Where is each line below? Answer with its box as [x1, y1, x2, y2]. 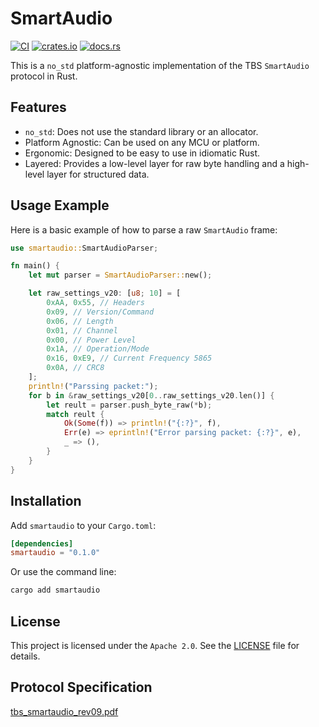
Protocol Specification [10, 679, 153, 696]
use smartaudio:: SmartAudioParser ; [10, 243, 159, 253]
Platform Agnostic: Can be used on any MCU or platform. [24, 136, 260, 148]
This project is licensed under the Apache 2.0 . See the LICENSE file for [10, 639, 300, 651]
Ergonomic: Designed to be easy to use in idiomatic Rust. [24, 147, 261, 159]
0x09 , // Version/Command [46, 307, 155, 317]
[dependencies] [10, 538, 74, 549]
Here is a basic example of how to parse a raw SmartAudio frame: [10, 223, 278, 236]
